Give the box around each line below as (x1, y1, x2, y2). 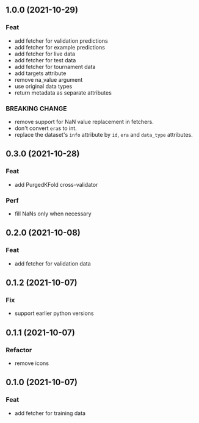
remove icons (14, 360, 49, 367)
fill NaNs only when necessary (14, 210, 92, 217)
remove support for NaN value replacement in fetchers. (14, 118, 154, 125)
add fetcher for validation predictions (14, 37, 108, 45)
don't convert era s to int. (14, 125, 77, 132)
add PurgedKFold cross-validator (14, 181, 98, 188)
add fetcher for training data (14, 409, 86, 417)
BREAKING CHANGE (5, 104, 67, 112)
